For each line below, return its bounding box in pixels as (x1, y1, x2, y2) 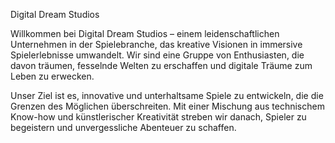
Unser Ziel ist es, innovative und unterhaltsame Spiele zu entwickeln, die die (10, 90, 324, 101)
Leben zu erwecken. (10, 70, 95, 82)
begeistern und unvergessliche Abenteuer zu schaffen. (10, 122, 237, 133)
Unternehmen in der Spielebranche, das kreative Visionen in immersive (10, 39, 303, 50)
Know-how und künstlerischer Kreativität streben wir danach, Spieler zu (10, 111, 307, 123)
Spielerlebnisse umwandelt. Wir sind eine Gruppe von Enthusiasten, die (10, 49, 305, 61)
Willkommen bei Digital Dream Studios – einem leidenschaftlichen (10, 28, 280, 39)
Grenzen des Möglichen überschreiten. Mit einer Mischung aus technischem (10, 100, 325, 112)
